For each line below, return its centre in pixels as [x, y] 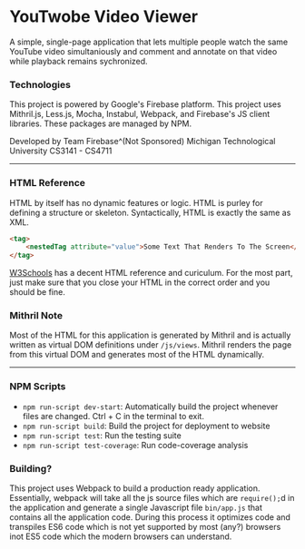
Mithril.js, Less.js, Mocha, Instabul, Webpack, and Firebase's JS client [140, 114]
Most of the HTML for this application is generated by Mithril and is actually [150, 335]
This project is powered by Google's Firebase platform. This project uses [145, 104]
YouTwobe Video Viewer [103, 17]
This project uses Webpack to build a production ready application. [135, 488]
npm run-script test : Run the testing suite [102, 435]
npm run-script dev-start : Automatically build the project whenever [150, 407]
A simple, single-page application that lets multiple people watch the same [149, 42]
